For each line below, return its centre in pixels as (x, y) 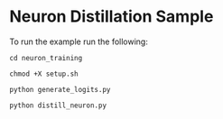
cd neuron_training (46, 58)
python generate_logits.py (60, 89)
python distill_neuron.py (58, 105)
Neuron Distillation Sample (111, 17)
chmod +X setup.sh (44, 74)
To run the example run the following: (79, 41)
